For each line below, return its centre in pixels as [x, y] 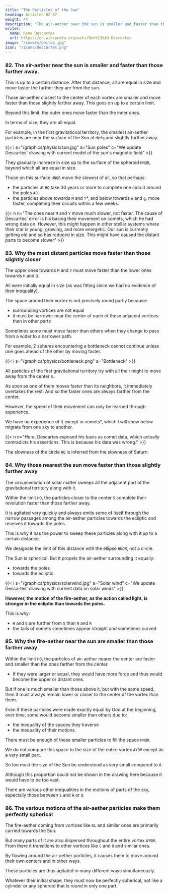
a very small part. [23, 755]
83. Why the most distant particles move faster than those [78, 253]
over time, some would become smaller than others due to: [66, 715]
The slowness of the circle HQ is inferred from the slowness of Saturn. [77, 452]
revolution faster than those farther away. [48, 503]
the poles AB [25, 193]
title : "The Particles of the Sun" [43, 10]
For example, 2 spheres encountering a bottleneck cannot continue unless [82, 346]
